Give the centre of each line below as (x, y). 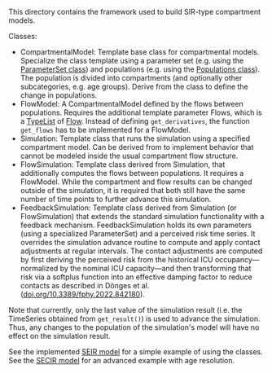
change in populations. (59, 95)
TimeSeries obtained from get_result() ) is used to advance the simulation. (134, 318)
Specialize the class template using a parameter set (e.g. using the (132, 61)
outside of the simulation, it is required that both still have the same (133, 190)
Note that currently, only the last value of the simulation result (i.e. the (125, 310)
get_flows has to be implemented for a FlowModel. (105, 130)
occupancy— (237, 259)
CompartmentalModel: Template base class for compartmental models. (140, 52)
